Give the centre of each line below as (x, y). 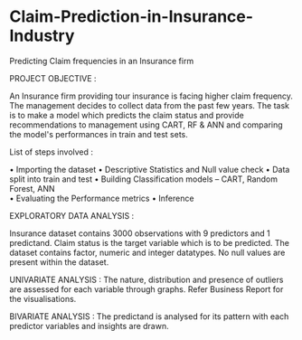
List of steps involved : (51, 152)
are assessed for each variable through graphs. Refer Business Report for (146, 289)
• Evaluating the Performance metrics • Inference (102, 198)
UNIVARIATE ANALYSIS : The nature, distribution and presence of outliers (146, 279)
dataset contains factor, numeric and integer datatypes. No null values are (147, 252)
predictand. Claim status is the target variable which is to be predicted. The (149, 242)
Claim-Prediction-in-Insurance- (132, 17)
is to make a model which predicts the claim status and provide (127, 115)
